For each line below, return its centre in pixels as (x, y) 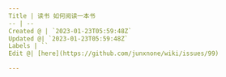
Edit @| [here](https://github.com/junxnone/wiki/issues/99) (114, 53)
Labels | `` (28, 46)
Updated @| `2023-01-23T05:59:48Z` (68, 38)
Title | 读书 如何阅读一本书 (52, 16)
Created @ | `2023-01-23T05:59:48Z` (70, 31)
